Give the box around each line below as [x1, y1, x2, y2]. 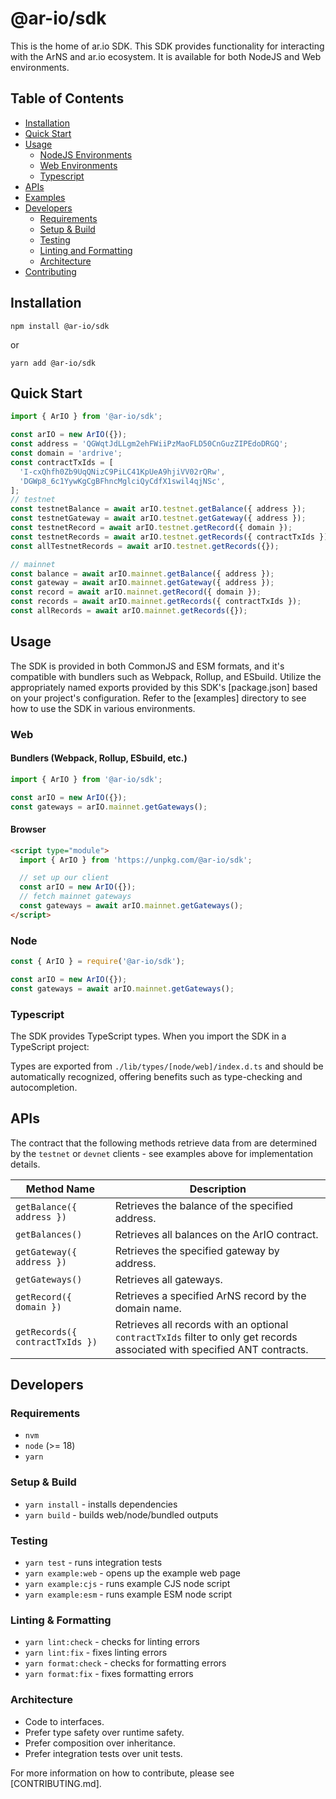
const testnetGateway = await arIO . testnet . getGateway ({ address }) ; [10, 513, 307, 524]
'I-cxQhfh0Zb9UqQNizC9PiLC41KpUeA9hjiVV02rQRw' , [19, 467, 226, 477]
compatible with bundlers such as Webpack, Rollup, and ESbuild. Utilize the [10, 670, 322, 682]
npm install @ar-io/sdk [10, 321, 110, 331]
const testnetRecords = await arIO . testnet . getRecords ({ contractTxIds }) [10, 532, 329, 542]
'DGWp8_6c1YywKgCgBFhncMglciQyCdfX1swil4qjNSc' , [19, 476, 226, 486]
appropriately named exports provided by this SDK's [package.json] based [10, 681, 318, 693]
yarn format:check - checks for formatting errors [24, 1657, 227, 1669]
